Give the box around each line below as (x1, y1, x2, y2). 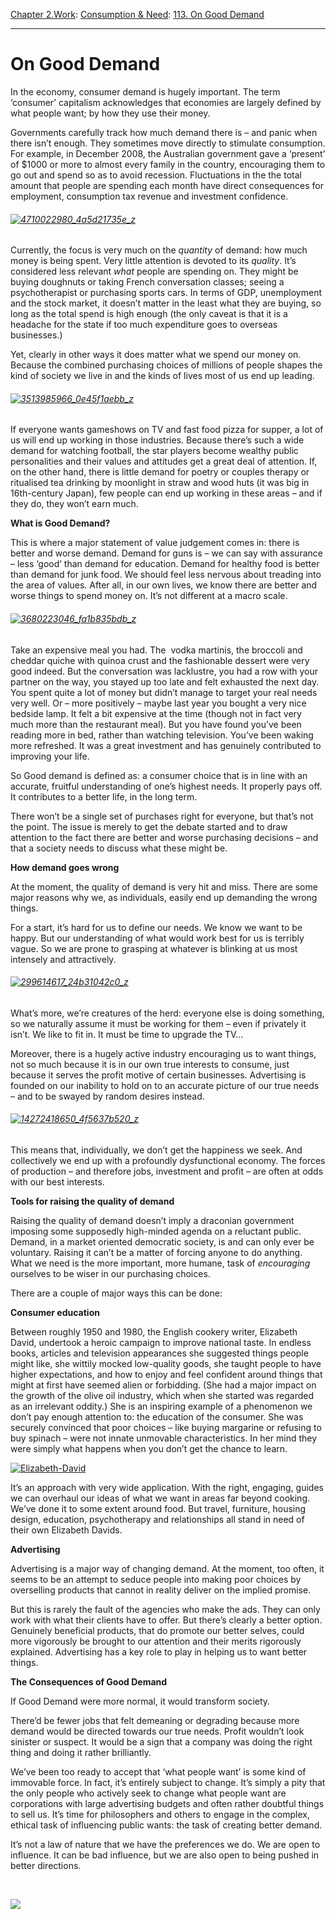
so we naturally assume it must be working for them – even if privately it (10, 1017, 307, 1029)
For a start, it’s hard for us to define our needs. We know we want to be (10, 921, 303, 933)
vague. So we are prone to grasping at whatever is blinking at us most (10, 942, 298, 954)
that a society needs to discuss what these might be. (10, 842, 228, 854)
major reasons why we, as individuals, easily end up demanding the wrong (10, 891, 318, 903)
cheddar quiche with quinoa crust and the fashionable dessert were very (10, 654, 310, 666)
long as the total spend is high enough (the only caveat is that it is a (10, 308, 288, 320)
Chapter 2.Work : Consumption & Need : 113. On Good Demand (10, 9, 265, 20)
